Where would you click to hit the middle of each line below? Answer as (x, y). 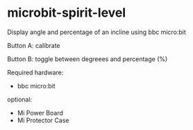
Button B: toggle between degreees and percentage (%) (87, 59)
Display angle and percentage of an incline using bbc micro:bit (96, 32)
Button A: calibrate (34, 45)
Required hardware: (35, 72)
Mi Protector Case (43, 120)
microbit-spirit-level (67, 13)
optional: (20, 99)
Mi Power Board (40, 113)
